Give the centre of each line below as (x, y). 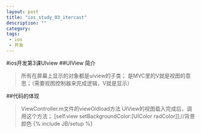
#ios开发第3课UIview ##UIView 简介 (51, 63)
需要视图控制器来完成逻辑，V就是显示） (83, 83)
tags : (13, 34)
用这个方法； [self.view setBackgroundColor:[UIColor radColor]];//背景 (108, 116)
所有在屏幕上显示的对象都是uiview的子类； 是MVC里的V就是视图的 (103, 75)
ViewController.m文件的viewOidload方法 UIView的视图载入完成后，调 (106, 108)
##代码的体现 (23, 96)
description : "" (26, 23)
